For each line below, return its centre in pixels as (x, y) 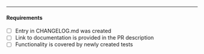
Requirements (25, 17)
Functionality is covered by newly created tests (74, 44)
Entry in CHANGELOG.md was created (63, 31)
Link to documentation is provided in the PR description (84, 38)
